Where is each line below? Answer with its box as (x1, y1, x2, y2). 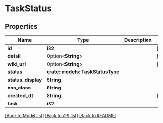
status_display (7, 76, 42, 83)
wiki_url (7, 61, 26, 67)
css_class (7, 85, 31, 91)
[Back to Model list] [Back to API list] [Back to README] (5, 113, 116, 118)
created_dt (7, 92, 33, 99)
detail (7, 53, 21, 59)
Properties (5, 22, 38, 31)
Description (124, 37, 152, 43)
